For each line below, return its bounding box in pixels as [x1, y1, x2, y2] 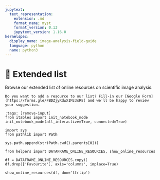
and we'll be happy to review [88, 98, 149, 103]
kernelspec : [5, 34, 29, 39]
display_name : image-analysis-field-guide [9, 39, 97, 44]
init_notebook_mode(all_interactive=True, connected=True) [5, 119, 127, 124]
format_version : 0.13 [14, 25, 57, 30]
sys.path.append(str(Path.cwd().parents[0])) [5, 141, 99, 146]
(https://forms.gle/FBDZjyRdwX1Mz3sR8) [5, 98, 86, 103]
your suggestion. [5, 102, 40, 107]
